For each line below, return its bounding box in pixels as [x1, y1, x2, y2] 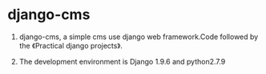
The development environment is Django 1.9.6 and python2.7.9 [18, 56, 226, 66]
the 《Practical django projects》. [18, 41, 123, 50]
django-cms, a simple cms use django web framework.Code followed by [18, 32, 259, 41]
